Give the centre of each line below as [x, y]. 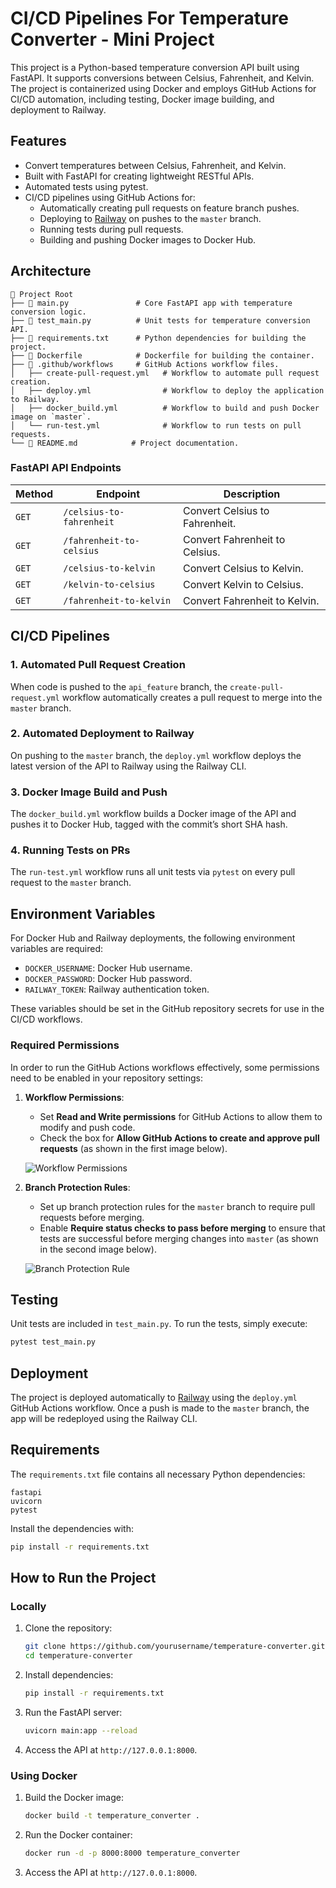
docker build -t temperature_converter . [112, 1816]
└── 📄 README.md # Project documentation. [125, 443]
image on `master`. [51, 417]
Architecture [51, 271]
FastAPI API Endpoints [66, 468]
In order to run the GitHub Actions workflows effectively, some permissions [165, 1067]
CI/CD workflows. [46, 1019]
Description [252, 494]
